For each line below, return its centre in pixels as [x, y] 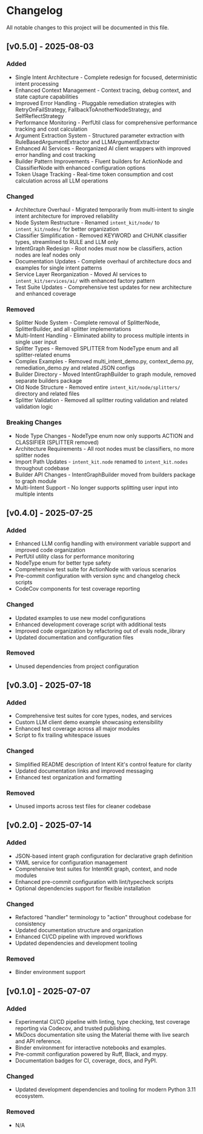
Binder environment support [50, 972]
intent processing [37, 83]
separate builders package [48, 381]
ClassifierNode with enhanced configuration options [80, 167]
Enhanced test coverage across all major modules [77, 729]
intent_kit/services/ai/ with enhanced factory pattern [85, 280]
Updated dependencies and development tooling [76, 943]
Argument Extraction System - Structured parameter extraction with [100, 135]
